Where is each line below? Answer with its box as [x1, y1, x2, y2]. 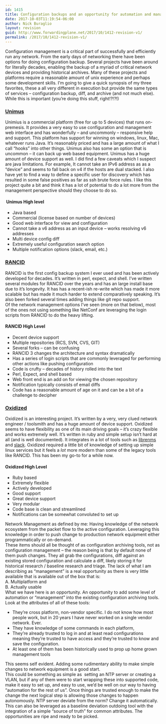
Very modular [12, 501, 41, 507]
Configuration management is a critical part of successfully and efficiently [5, 48, 156, 54]
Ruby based [12, 475, 37, 481]
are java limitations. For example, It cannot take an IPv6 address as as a [5, 161, 151, 167]
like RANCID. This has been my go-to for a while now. [5, 453, 114, 459]
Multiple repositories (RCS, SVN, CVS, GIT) [12, 340, 100, 345]
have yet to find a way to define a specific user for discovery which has [5, 171, 151, 178]
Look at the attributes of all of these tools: [5, 600, 90, 606]
